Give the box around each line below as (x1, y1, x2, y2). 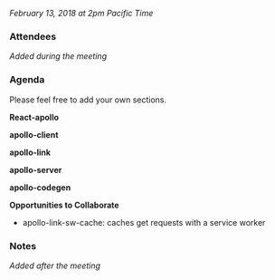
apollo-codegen (9, 181, 71, 193)
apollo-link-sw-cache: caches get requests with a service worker (22, 217, 266, 227)
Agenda (9, 73, 45, 86)
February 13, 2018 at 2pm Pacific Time (9, 8, 154, 18)
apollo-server (9, 164, 62, 175)
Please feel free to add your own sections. (9, 94, 167, 105)
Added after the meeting (9, 260, 101, 271)
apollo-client (9, 129, 59, 140)
